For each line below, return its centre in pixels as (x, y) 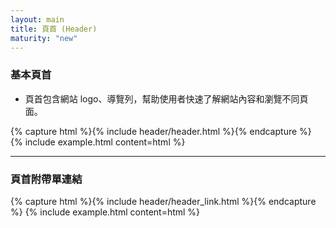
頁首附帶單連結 (46, 179)
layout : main (37, 19)
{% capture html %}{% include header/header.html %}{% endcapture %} (161, 131)
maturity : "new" (44, 38)
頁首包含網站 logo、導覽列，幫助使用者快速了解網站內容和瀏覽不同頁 (166, 98)
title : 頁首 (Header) (54, 29)
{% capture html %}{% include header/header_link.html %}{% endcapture (163, 201)
